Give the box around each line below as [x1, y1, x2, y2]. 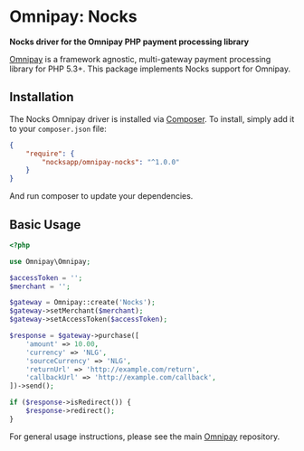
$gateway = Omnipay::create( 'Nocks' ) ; [9, 298, 156, 307]
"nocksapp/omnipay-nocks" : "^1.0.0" [42, 157, 180, 166]
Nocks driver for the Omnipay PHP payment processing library [9, 36, 250, 47]
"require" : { [25, 149, 75, 158]
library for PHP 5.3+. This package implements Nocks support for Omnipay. [9, 63, 291, 74]
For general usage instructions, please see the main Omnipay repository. [9, 431, 280, 442]
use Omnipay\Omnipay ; [9, 257, 91, 266]
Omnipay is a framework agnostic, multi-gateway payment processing [9, 53, 271, 64]
